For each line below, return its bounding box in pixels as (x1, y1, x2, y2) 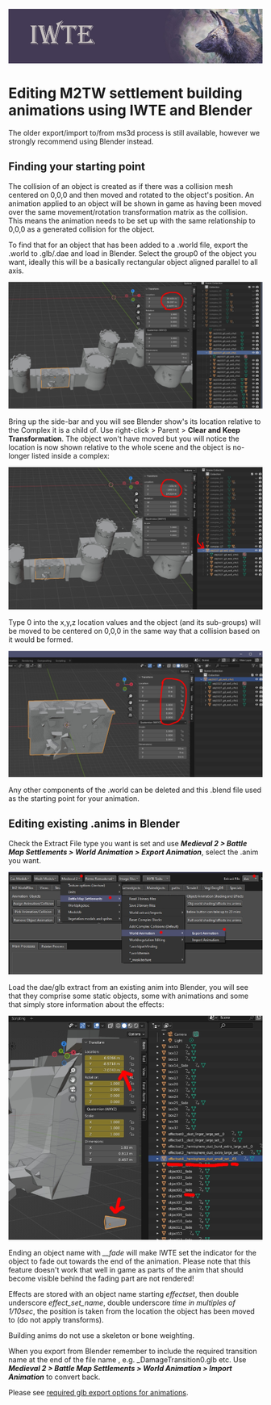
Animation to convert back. (8, 1372, 101, 1382)
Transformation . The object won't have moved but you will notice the (8, 434, 240, 443)
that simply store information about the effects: (8, 1000, 165, 1009)
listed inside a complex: (31, 451, 110, 460)
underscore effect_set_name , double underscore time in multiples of (8, 1298, 236, 1307)
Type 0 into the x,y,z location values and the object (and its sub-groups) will (8, 617, 261, 627)
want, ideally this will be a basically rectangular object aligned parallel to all (8, 257, 258, 266)
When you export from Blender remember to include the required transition (8, 1346, 257, 1356)
